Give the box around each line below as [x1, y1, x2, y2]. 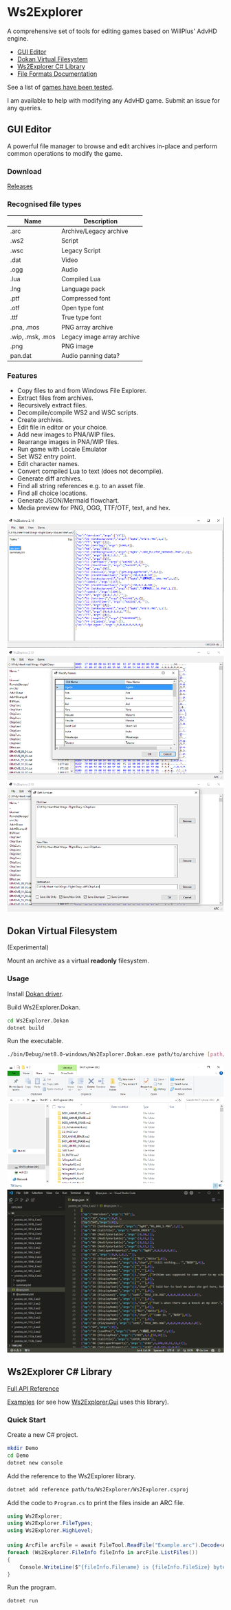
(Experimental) [7, 943, 49, 952]
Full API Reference [7, 1384, 60, 1393]
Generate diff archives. [16, 474, 82, 483]
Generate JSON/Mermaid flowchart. [16, 496, 120, 505]
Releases [7, 182, 33, 190]
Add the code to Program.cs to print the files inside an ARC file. [7, 1498, 185, 1507]
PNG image [61, 342, 94, 350]
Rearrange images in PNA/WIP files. [16, 438, 119, 446]
